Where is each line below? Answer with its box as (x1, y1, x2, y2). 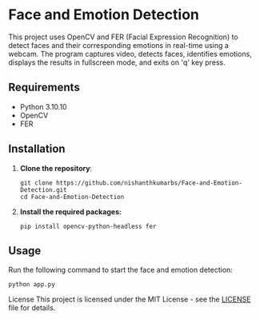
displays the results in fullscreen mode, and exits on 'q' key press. (8, 58, 226, 67)
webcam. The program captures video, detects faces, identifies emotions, (8, 49, 252, 58)
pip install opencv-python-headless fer (19, 222, 157, 230)
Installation (8, 142, 66, 156)
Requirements (8, 81, 80, 94)
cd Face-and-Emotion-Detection (19, 193, 125, 201)
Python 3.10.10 (19, 102, 67, 111)
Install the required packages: (19, 206, 122, 217)
